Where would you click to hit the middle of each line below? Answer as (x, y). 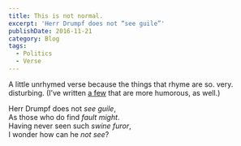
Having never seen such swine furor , (70, 126)
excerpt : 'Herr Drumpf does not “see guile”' (86, 24)
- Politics (34, 54)
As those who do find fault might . (64, 117)
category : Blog (34, 39)
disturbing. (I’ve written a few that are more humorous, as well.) (114, 92)
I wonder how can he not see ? (59, 134)
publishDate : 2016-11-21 (50, 31)
